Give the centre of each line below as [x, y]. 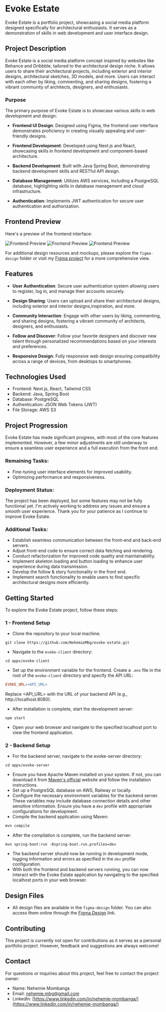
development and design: [31, 116]
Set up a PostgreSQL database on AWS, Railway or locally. [72, 791]
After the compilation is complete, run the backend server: [72, 835]
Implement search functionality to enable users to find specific [76, 577]
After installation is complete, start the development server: [73, 709]
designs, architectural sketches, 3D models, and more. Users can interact [80, 76]
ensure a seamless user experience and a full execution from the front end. [82, 448]
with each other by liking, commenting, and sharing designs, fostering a [78, 81]
